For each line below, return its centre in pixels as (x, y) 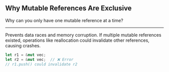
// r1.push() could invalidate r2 (41, 64)
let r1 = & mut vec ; (26, 55)
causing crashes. (23, 45)
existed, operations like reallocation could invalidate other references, (77, 40)
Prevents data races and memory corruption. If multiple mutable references (83, 35)
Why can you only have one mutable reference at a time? (64, 20)
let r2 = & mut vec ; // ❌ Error (39, 59)
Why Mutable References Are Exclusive (68, 8)
